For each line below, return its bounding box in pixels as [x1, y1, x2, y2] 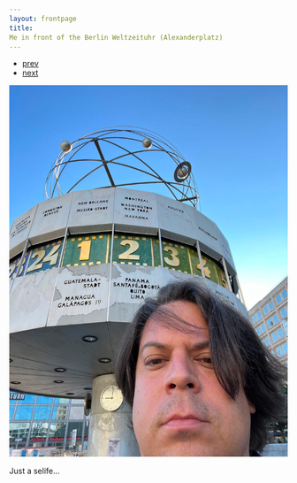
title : [9, 23, 34, 33]
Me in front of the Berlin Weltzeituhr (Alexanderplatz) [9, 33, 224, 42]
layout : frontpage [9, 14, 77, 23]
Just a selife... [9, 465, 60, 477]
